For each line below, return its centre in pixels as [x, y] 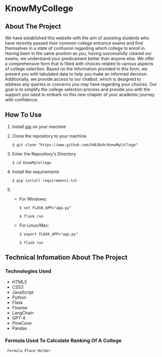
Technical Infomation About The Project [66, 257]
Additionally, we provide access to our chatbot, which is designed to [73, 79]
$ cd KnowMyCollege [32, 163]
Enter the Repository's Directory [44, 154]
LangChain [23, 312]
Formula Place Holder [29, 351]
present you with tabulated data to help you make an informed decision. [77, 74]
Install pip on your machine [39, 126]
